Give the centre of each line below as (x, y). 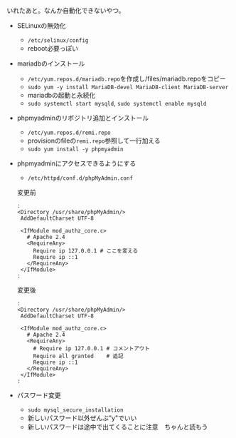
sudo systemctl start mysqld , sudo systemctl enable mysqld (117, 103)
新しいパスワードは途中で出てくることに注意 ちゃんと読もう (118, 427)
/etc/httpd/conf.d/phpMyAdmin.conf (80, 178)
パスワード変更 (39, 395)
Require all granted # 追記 (78, 356)
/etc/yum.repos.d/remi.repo (69, 133)
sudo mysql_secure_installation (75, 410)
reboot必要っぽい (53, 48)
